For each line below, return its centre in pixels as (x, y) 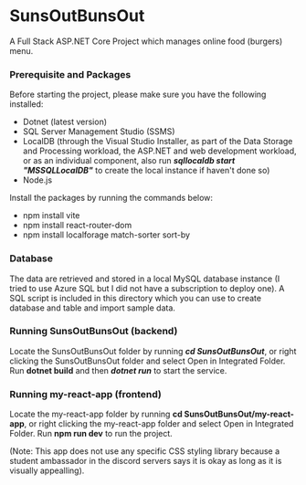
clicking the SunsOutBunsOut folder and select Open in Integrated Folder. (148, 361)
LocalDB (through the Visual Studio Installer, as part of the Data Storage (158, 142)
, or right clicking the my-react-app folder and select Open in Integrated (159, 424)
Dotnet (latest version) (65, 122)
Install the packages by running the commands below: (111, 198)
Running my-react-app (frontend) (85, 394)
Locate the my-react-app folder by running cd (96, 414)
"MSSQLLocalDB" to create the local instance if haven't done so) (146, 171)
